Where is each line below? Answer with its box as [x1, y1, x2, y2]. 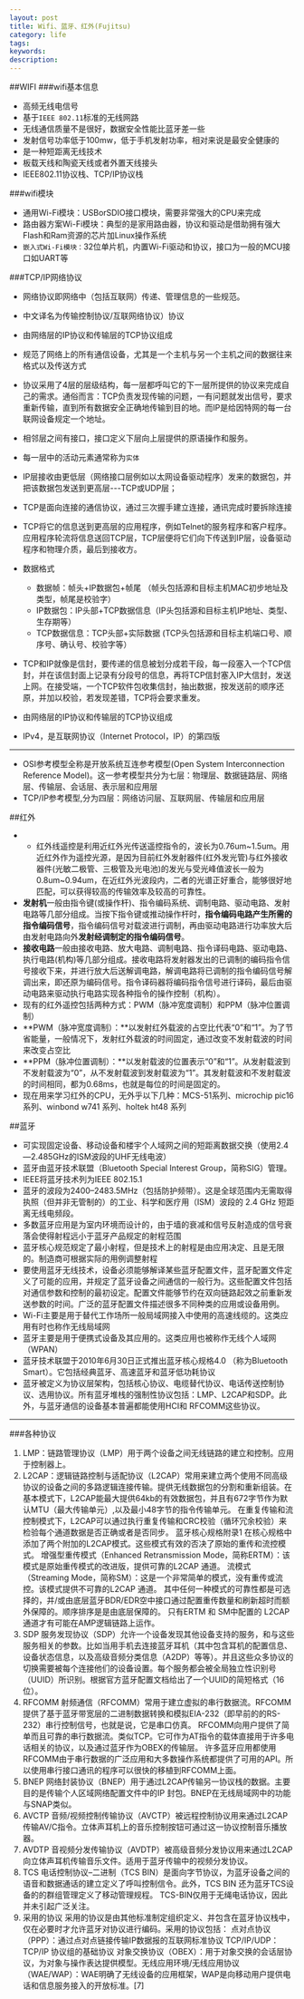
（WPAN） [22, 1344, 63, 1354]
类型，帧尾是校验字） [35, 594, 116, 604]
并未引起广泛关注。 [22, 1901, 95, 1911]
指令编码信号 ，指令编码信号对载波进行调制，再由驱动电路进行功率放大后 [22, 920, 292, 930]
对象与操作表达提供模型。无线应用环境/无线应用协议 [46, 1957, 240, 1968]
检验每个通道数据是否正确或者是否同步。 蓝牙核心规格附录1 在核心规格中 [22, 1527, 292, 1538]
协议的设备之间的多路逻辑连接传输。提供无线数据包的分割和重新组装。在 [22, 1481, 292, 1492]
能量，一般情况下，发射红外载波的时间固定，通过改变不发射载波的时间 [30, 1033, 292, 1043]
